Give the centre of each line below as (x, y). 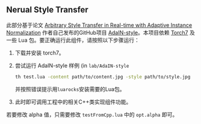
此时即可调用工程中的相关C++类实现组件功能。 (73, 102)
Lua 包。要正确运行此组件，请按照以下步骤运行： (79, 40)
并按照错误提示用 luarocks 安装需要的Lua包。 (70, 89)
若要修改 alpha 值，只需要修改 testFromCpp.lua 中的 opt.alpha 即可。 (92, 114)
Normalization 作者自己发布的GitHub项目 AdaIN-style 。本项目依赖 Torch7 (97, 32)
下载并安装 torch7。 (39, 53)
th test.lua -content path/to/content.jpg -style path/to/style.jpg (103, 77)
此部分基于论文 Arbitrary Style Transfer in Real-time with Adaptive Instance (99, 25)
